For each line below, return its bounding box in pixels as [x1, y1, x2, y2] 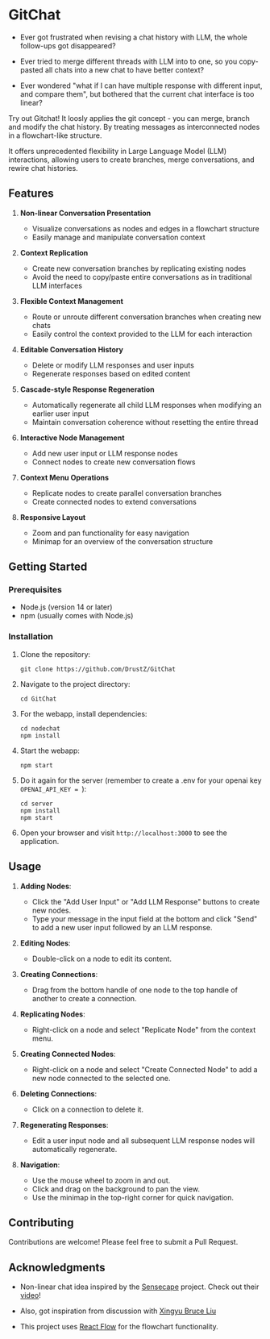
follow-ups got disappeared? [19, 40, 116, 50]
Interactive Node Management [19, 433, 125, 443]
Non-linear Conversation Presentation [19, 208, 152, 218]
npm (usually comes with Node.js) [19, 611, 134, 621]
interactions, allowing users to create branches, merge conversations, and [8, 155, 255, 164]
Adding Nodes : [19, 881, 72, 891]
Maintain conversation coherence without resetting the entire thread [31, 417, 259, 426]
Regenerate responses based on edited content [31, 368, 191, 378]
